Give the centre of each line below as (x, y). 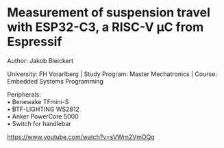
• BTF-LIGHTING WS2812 (43, 109)
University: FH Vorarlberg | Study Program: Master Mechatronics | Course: (112, 74)
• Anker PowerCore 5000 (43, 116)
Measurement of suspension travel (109, 13)
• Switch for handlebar (39, 123)
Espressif (35, 42)
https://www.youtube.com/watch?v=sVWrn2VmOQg (81, 137)
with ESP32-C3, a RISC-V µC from (105, 27)
